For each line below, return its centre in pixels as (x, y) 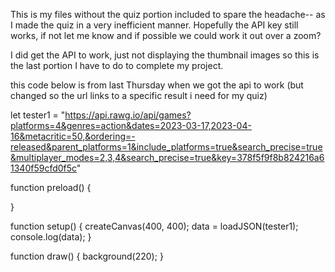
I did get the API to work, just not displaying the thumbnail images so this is (165, 55)
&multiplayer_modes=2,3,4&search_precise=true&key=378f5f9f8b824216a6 (167, 157)
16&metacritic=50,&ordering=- (73, 136)
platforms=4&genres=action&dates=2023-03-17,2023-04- (131, 125)
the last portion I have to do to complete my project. (117, 65)
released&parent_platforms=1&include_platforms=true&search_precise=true (166, 147)
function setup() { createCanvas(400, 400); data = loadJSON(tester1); (154, 226)
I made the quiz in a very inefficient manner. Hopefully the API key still (154, 25)
